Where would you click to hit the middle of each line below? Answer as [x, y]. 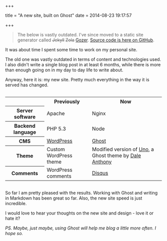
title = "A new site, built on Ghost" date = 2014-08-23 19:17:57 [68, 15]
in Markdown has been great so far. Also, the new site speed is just [74, 198]
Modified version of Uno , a [123, 149]
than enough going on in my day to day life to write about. [64, 70]
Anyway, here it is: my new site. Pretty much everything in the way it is [77, 80]
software [25, 117]
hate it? [13, 218]
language [25, 132]
